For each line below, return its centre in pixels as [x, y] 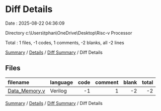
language [62, 82]
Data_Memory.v [26, 90]
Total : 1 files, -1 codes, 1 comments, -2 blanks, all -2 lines [65, 42]
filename [19, 82]
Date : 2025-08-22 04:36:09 [35, 23]
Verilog [58, 90]
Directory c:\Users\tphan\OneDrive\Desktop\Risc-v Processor [69, 33]
